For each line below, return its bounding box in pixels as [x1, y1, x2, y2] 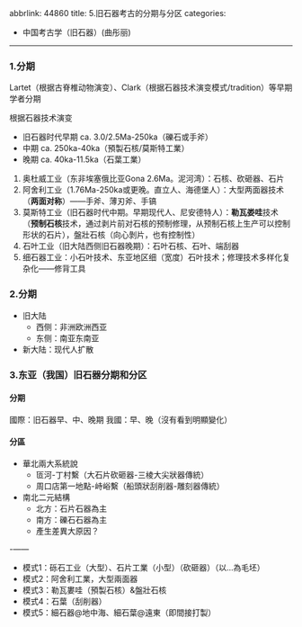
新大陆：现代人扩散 [22, 344, 94, 354]
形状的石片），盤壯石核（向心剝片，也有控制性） [22, 229, 200, 240]
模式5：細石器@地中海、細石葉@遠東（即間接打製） [22, 606, 217, 618]
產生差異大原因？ [35, 525, 100, 536]
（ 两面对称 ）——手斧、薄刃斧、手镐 [22, 196, 157, 207]
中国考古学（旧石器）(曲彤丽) [22, 27, 132, 38]
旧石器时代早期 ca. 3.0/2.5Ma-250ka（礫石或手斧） [22, 131, 213, 142]
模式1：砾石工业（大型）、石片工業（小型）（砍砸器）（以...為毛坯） [22, 561, 265, 573]
